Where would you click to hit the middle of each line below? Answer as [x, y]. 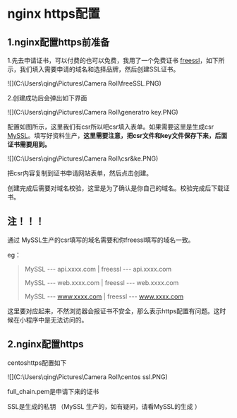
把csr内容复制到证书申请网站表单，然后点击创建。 [80, 173]
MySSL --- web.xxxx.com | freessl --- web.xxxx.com [102, 282]
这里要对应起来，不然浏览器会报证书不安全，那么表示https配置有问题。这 [114, 310]
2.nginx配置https [45, 344]
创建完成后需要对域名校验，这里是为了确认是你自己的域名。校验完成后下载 [115, 188]
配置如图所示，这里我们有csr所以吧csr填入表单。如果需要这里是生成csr [110, 127]
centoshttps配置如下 [37, 362]
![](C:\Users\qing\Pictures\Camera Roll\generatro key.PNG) [93, 112]
